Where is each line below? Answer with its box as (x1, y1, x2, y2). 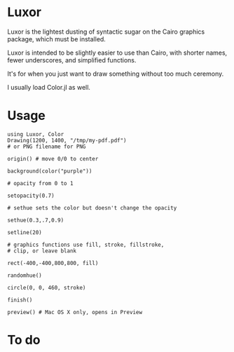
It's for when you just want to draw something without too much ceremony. (7, 69, 224, 78)
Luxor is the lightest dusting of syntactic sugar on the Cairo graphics (7, 27, 205, 36)
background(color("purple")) (7, 168, 92, 175)
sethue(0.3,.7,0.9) (7, 217, 64, 224)
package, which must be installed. (7, 34, 106, 43)
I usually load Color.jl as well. (7, 83, 91, 91)
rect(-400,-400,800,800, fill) (7, 259, 99, 266)
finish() (7, 296, 33, 304)
